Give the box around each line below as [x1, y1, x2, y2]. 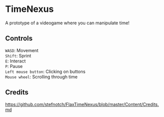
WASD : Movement [5, 47, 39, 53]
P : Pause [5, 63, 23, 69]
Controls [5, 34, 33, 43]
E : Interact [5, 58, 26, 64]
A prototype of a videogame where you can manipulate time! [5, 20, 130, 26]
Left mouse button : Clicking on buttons [5, 68, 86, 74]
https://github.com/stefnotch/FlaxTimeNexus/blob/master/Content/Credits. [5, 101, 160, 107]
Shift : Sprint [5, 53, 31, 58]
